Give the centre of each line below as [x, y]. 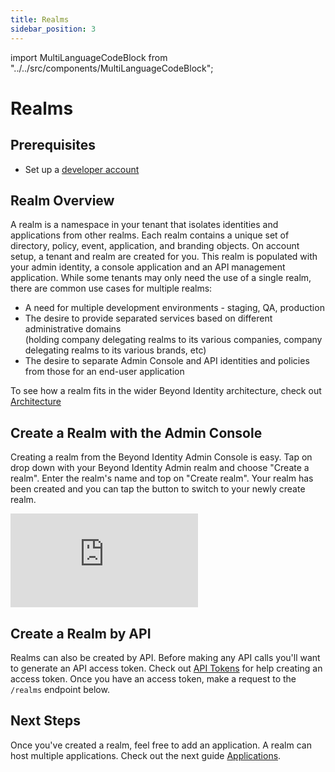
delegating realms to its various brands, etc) [115, 350]
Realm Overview [62, 200]
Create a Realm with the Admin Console [136, 432]
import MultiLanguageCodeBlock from [89, 57]
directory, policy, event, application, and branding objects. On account [155, 246]
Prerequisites [53, 145]
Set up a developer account [82, 169]
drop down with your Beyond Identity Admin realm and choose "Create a [160, 468]
